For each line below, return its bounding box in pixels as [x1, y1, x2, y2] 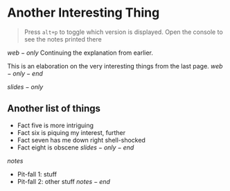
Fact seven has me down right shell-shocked [17, 136, 145, 144]
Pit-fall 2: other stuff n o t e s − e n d [17, 177, 111, 185]
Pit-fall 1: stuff [17, 170, 57, 178]
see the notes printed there [24, 35, 102, 43]
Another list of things [7, 102, 101, 115]
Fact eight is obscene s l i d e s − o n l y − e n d [17, 143, 134, 152]
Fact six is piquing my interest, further [17, 128, 126, 136]
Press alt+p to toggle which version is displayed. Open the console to [24, 28, 223, 36]
